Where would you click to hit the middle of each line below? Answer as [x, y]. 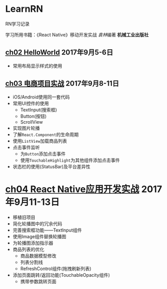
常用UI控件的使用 [31, 103]
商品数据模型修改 [38, 256]
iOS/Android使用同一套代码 [41, 97]
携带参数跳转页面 [38, 281]
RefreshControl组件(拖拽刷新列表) [56, 268]
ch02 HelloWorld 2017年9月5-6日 [59, 53]
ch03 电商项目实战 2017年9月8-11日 [62, 83]
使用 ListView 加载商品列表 [40, 141]
